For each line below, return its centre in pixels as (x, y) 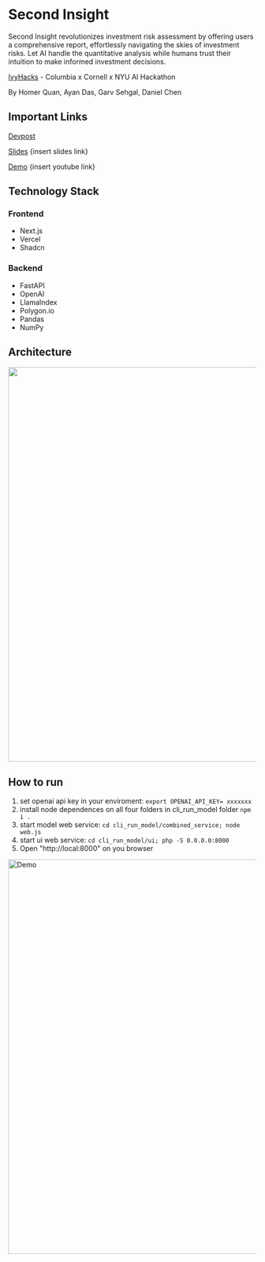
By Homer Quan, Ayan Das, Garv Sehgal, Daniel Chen (95, 92)
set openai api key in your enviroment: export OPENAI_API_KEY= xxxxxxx (136, 801)
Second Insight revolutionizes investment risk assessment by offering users (131, 36)
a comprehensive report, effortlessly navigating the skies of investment (124, 44)
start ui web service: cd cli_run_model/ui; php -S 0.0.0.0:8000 (124, 840)
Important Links (48, 117)
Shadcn (32, 248)
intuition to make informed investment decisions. (87, 62)
